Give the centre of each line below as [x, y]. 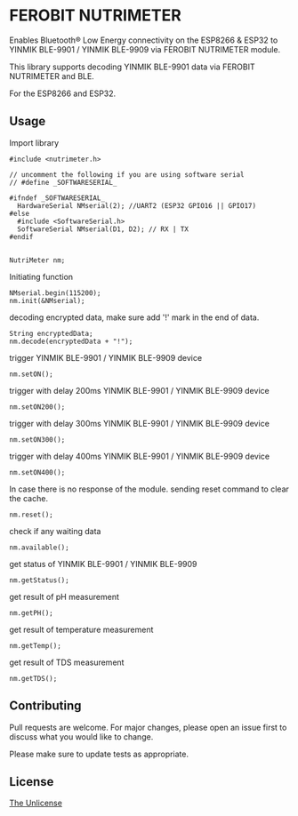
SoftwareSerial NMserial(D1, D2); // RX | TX [103, 229]
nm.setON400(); [37, 472]
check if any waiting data [55, 531]
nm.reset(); [31, 515]
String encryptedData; [51, 333]
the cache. [29, 498]
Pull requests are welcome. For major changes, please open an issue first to [148, 727]
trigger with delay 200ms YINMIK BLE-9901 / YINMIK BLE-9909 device [139, 390]
